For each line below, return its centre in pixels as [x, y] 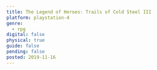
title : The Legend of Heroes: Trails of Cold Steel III [79, 12]
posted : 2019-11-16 [31, 57]
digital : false [26, 35]
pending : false [26, 52]
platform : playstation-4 [38, 18]
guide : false [23, 46]
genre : [15, 23]
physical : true [26, 40]
